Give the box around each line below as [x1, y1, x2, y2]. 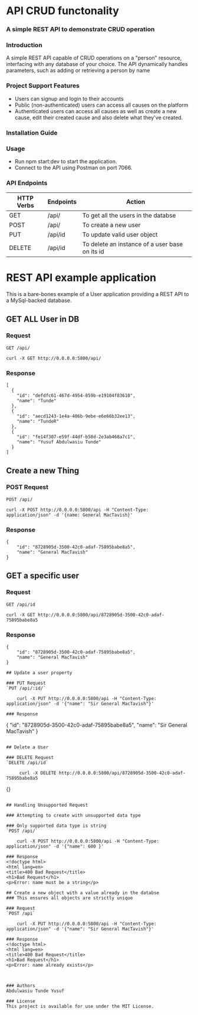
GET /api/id [6, 602, 35, 607]
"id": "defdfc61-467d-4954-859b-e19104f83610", [16, 393, 136, 399]
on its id [82, 248, 104, 256]
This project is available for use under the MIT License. [6, 1004, 154, 1010]
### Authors [6, 983, 35, 989]
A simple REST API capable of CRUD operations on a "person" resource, [6, 54, 182, 61]
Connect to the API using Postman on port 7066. [14, 164, 133, 171]
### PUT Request [6, 680, 46, 686]
